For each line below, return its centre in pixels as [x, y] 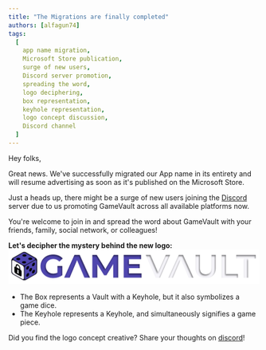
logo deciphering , [53, 92]
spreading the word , [57, 84]
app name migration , [57, 51]
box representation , [57, 101]
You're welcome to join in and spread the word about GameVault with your [130, 221]
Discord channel [50, 126]
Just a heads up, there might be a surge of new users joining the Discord [128, 197]
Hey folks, [25, 158]
